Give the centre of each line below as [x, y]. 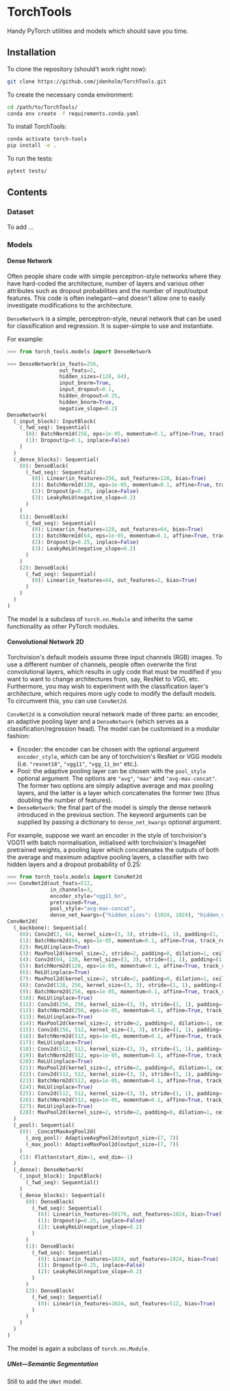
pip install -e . [32, 146]
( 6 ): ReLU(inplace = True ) [55, 973]
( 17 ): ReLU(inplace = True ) [56, 1042]
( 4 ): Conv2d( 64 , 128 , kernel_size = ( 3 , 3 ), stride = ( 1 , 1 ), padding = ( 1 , [122, 960]
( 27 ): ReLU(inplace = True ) [56, 1106]
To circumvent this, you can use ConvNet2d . [67, 701]
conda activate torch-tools [47, 139]
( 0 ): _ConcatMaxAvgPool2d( [58, 1132]
